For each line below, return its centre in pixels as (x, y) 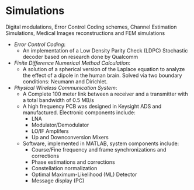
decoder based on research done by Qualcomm (80, 57)
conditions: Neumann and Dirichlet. (65, 81)
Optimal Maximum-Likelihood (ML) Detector (84, 174)
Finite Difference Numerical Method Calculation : (72, 63)
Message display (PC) (58, 180)
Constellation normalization (64, 168)
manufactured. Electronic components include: (79, 112)
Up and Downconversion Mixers (70, 137)
